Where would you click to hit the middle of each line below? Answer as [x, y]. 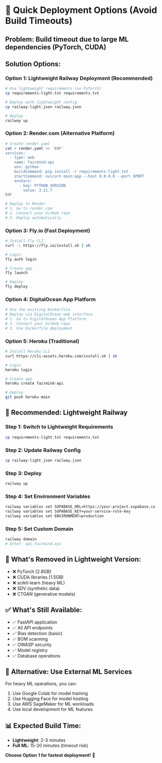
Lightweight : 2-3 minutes [39, 740]
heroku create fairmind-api [34, 383]
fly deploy [16, 287]
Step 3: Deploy [23, 473]
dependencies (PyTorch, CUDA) [56, 47]
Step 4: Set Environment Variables [48, 496]
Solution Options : [33, 64]
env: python [26, 167]
